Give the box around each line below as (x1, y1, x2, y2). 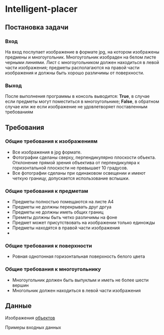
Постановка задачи (5, 23, 69, 31)
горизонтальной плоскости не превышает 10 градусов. (12, 165, 128, 171)
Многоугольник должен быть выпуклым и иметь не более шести (12, 277, 149, 283)
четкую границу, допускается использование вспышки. (12, 175, 130, 181)
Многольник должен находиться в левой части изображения (12, 287, 141, 293)
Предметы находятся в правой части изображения (12, 225, 120, 231)
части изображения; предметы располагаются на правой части (5, 64, 140, 70)
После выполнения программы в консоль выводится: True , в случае (5, 93, 150, 99)
